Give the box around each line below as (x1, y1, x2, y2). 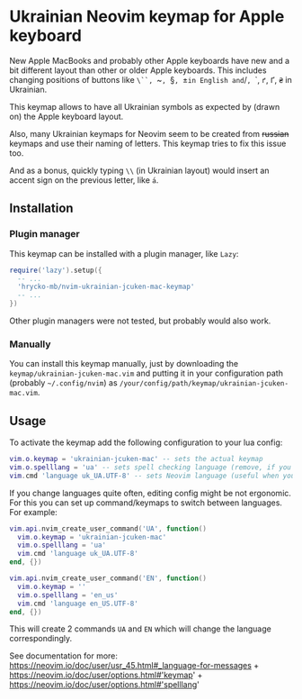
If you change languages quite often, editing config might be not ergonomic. (9, 487, 292, 498)
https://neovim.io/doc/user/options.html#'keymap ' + (9, 669, 203, 681)
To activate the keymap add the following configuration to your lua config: (9, 437, 283, 448)
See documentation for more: (9, 650, 119, 661)
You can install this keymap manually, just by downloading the (9, 359, 239, 369)
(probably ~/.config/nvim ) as (9, 377, 119, 388)
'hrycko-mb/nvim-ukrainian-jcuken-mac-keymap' (17, 282, 195, 292)
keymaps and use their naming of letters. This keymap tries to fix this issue (9, 138, 287, 149)
